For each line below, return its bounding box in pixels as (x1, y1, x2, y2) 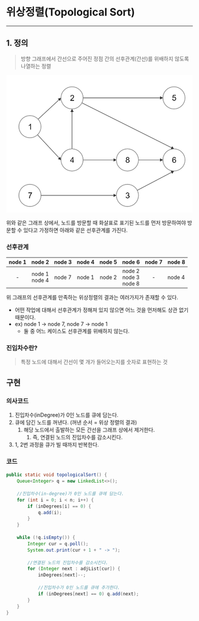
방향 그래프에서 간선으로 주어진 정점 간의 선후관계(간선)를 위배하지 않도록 (20, 55, 190, 62)
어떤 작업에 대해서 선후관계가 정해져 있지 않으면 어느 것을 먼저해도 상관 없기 (14, 306, 189, 313)
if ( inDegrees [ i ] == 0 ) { (27, 503, 92, 509)
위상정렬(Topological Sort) (6, 5, 135, 19)
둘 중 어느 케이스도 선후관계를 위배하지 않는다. (23, 328, 130, 334)
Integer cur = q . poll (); (27, 541, 89, 547)
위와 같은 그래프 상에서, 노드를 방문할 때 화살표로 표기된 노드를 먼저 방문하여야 (6, 219, 187, 226)
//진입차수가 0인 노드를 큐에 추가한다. (37, 585, 120, 591)
